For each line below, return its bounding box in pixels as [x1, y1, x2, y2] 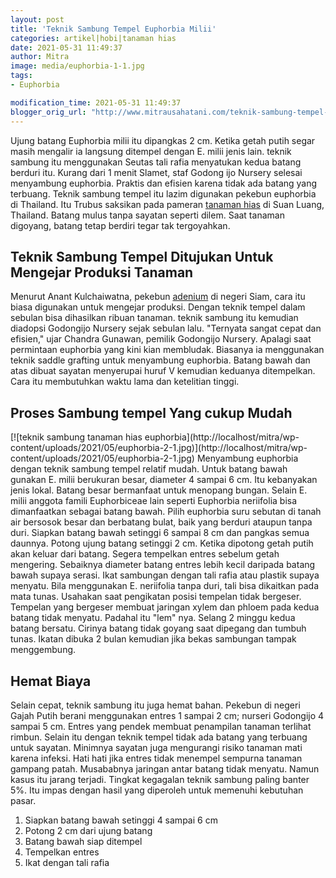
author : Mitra [10, 52, 70, 62]
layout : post [10, 14, 65, 25]
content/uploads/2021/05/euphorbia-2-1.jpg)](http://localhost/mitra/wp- [10, 442, 308, 454]
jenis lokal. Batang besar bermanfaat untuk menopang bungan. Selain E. [10, 484, 308, 496]
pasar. [10, 794, 37, 806]
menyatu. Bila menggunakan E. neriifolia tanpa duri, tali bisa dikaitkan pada [10, 580, 320, 592]
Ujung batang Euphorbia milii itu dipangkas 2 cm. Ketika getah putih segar [10, 134, 316, 146]
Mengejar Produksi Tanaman [10, 264, 194, 281]
